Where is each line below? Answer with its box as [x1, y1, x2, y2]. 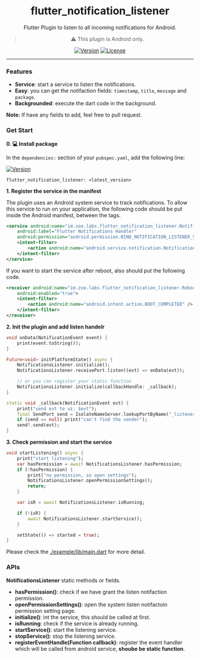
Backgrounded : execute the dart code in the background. [14, 100, 157, 107]
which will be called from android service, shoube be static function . [14, 645, 186, 652]
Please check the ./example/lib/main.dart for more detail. [6, 549, 146, 556]
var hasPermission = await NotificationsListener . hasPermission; [17, 461, 183, 467]
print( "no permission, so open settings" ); [27, 472, 137, 478]
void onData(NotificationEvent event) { [6, 334, 108, 340]
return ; [27, 483, 46, 489]
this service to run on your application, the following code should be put [6, 205, 183, 212]
